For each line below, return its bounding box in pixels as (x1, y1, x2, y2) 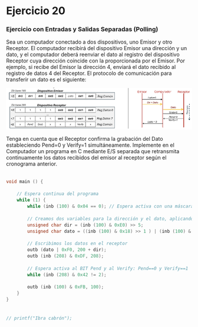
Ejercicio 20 (6, 4, 66, 18)
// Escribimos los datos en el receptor (27, 240, 128, 247)
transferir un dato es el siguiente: (6, 76, 87, 83)
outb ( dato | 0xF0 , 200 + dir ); (27, 247, 107, 253)
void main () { (6, 179, 44, 184)
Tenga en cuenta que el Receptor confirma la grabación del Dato (6, 135, 163, 142)
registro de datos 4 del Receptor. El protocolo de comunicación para (6, 70, 172, 77)
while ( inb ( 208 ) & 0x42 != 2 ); (27, 272, 107, 278)
